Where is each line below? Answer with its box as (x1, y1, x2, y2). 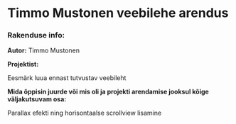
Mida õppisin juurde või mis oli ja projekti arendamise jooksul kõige (7, 87, 210, 96)
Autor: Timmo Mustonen (7, 46, 80, 55)
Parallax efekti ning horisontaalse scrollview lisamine (7, 108, 162, 118)
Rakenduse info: (7, 30, 65, 40)
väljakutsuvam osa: (7, 95, 67, 103)
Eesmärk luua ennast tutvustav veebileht (7, 74, 127, 82)
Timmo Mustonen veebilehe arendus (7, 5, 229, 21)
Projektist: (7, 60, 39, 69)
